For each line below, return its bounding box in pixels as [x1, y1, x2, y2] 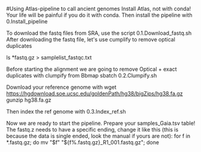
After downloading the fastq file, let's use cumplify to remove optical [6, 36, 176, 43]
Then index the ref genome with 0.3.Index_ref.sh [6, 108, 126, 115]
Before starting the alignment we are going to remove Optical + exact [6, 65, 177, 73]
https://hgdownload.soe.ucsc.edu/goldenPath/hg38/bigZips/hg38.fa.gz [6, 90, 183, 97]
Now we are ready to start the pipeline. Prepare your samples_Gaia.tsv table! [6, 120, 196, 127]
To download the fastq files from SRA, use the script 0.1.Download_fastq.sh [6, 29, 192, 37]
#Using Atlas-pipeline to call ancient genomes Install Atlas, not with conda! [6, 5, 191, 12]
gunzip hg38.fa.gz [6, 96, 52, 103]
